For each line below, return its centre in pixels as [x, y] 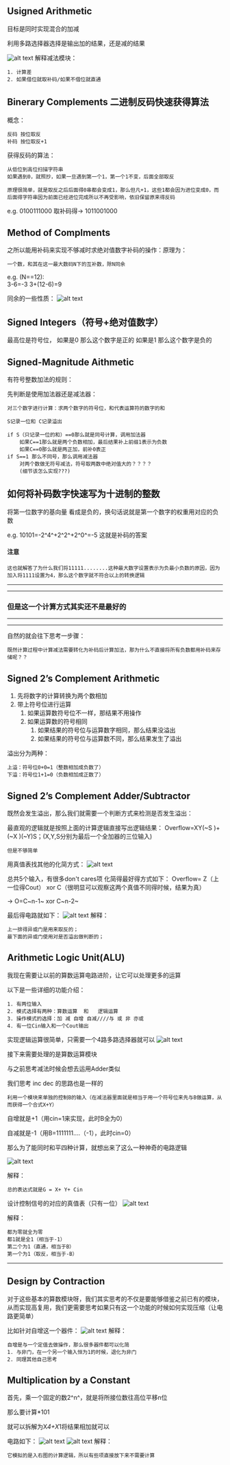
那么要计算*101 [28, 1412]
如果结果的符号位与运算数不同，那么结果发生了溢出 [110, 739]
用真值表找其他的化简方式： [46, 864]
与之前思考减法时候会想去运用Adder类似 [64, 1069]
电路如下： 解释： [60, 1441]
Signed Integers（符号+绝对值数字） [85, 322]
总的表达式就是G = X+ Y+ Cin [45, 1189]
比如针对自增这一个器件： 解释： [67, 1331]
